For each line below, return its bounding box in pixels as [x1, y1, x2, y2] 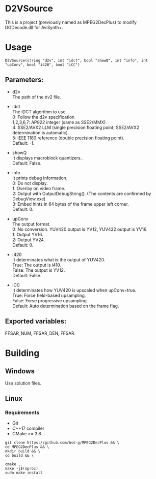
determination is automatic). [12, 129, 69, 135]
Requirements [5, 409, 40, 416]
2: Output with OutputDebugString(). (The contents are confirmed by [12, 191, 151, 196]
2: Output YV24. [12, 237, 45, 243]
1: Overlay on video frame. [12, 185, 65, 191]
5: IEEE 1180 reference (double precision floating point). [12, 135, 125, 141]
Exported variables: [5, 317, 67, 325]
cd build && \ [5, 453, 34, 458]
